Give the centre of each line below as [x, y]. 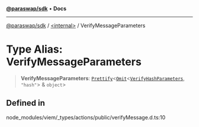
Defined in [26, 103]
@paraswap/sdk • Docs [36, 9]
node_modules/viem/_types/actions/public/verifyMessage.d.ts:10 [86, 117]
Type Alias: [35, 49]
